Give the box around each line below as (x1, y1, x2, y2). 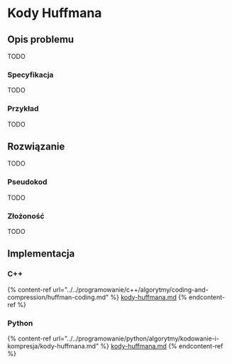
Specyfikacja (7, 70, 54, 80)
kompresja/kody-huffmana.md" (7, 341, 99, 350)
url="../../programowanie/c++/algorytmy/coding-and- (53, 285, 209, 294)
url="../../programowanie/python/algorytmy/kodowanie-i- (53, 334, 220, 343)
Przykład (7, 104, 39, 114)
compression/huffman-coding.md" (7, 293, 109, 301)
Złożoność (7, 211, 45, 221)
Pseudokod (7, 177, 48, 187)
